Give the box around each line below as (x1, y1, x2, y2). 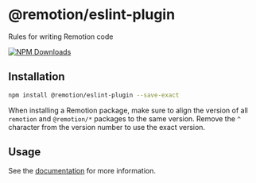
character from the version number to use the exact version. (8, 122, 205, 132)
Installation (8, 70, 65, 84)
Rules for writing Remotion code (8, 32, 114, 41)
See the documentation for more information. (8, 166, 157, 176)
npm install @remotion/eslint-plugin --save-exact (8, 91, 180, 99)
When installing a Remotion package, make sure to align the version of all (8, 105, 248, 115)
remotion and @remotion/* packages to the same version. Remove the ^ (8, 113, 241, 124)
